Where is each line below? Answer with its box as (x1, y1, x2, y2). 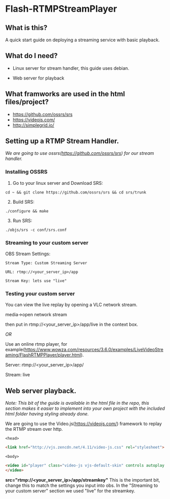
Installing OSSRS (5, 169, 48, 176)
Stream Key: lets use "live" (5, 279, 67, 284)
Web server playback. (5, 386, 77, 395)
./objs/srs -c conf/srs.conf (5, 227, 67, 232)
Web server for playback (12, 75, 64, 81)
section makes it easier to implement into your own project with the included (5, 405, 165, 411)
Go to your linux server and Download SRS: (12, 180, 103, 186)
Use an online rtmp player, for (5, 341, 67, 347)
